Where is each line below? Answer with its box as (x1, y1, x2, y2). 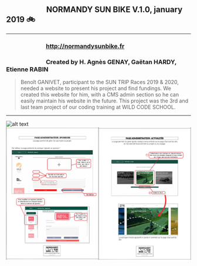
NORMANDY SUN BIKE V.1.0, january (46, 5, 183, 15)
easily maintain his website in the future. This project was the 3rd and (20, 97, 189, 105)
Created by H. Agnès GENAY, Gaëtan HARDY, (46, 58, 177, 66)
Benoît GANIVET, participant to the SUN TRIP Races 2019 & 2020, (20, 79, 179, 86)
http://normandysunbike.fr (46, 42, 125, 50)
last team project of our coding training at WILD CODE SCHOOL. (20, 104, 176, 111)
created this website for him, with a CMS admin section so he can (20, 91, 179, 98)
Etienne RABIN (6, 65, 49, 73)
